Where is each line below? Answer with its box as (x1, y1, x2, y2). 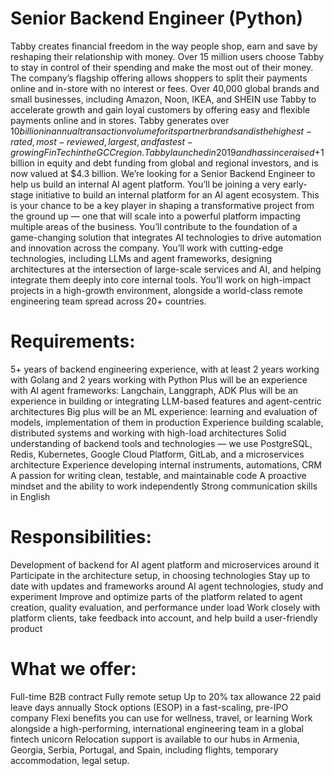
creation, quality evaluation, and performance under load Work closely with (10, 601, 321, 613)
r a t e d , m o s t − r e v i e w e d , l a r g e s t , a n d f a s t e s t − (10, 135, 193, 147)
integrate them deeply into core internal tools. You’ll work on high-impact (10, 273, 312, 286)
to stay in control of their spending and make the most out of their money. (10, 61, 314, 73)
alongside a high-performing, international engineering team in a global (10, 722, 304, 734)
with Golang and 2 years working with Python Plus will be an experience (10, 373, 308, 386)
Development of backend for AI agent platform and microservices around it (10, 558, 320, 571)
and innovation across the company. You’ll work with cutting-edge (10, 242, 284, 254)
